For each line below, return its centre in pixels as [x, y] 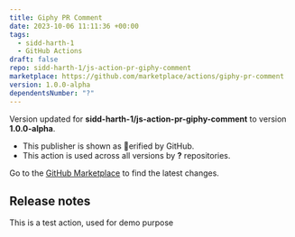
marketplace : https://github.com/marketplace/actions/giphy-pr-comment [147, 77]
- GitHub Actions [50, 51]
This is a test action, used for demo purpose [92, 223]
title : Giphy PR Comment [56, 18]
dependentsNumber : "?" [52, 93]
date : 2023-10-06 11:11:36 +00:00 [74, 26]
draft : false [34, 59]
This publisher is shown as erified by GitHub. [108, 146]
